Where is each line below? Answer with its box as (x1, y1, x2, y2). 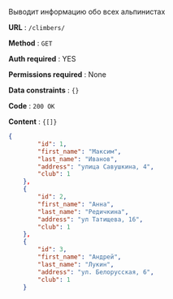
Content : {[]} (8, 117, 58, 126)
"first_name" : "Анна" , (37, 200, 115, 208)
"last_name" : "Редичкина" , (37, 207, 129, 216)
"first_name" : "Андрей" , (37, 253, 122, 261)
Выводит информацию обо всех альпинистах (8, 7, 166, 16)
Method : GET (8, 38, 53, 48)
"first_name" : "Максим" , (37, 147, 122, 156)
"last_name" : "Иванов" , (37, 155, 118, 163)
